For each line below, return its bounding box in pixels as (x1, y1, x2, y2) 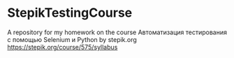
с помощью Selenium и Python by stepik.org (7, 35, 138, 43)
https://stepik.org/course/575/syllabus (7, 43, 118, 51)
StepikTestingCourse (7, 5, 133, 21)
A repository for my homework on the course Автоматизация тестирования (7, 28, 227, 36)
